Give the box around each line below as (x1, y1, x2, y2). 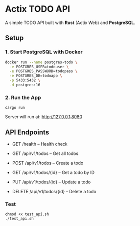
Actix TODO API (5, 3, 70, 15)
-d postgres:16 (9, 82, 41, 87)
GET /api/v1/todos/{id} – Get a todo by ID (12, 169, 94, 175)
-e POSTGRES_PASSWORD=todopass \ (9, 69, 78, 74)
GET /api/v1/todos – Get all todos (12, 151, 79, 156)
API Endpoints (5, 128, 49, 136)
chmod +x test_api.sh (5, 212, 49, 217)
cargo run (5, 105, 25, 110)
